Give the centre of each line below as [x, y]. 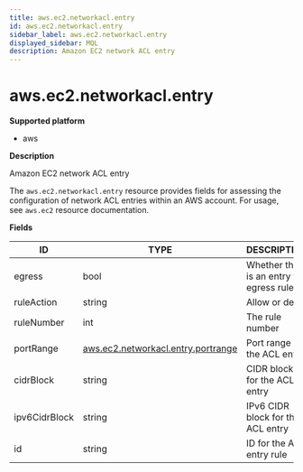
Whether [265, 265]
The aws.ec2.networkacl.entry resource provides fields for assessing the [145, 191]
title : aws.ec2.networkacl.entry [72, 18]
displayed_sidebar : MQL [54, 43]
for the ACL [271, 380]
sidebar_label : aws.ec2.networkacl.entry [88, 34]
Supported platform [47, 121]
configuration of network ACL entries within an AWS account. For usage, [144, 200]
